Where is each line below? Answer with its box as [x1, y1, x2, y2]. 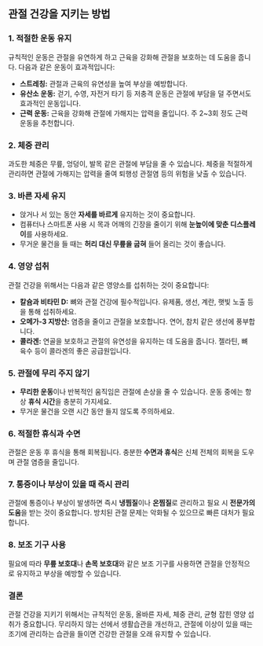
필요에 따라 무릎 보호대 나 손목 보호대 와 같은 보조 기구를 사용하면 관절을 [8, 559, 224, 568]
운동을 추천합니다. [19, 118, 75, 127]
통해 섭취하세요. [27, 306, 77, 316]
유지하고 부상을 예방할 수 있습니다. [16, 568, 122, 578]
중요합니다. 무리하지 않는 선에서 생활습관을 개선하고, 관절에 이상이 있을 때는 [22, 619, 254, 629]
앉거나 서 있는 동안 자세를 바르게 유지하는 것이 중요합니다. [19, 210, 195, 219]
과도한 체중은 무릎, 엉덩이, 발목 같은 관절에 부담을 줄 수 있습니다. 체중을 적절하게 [8, 159, 253, 168]
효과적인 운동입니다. [19, 98, 81, 108]
